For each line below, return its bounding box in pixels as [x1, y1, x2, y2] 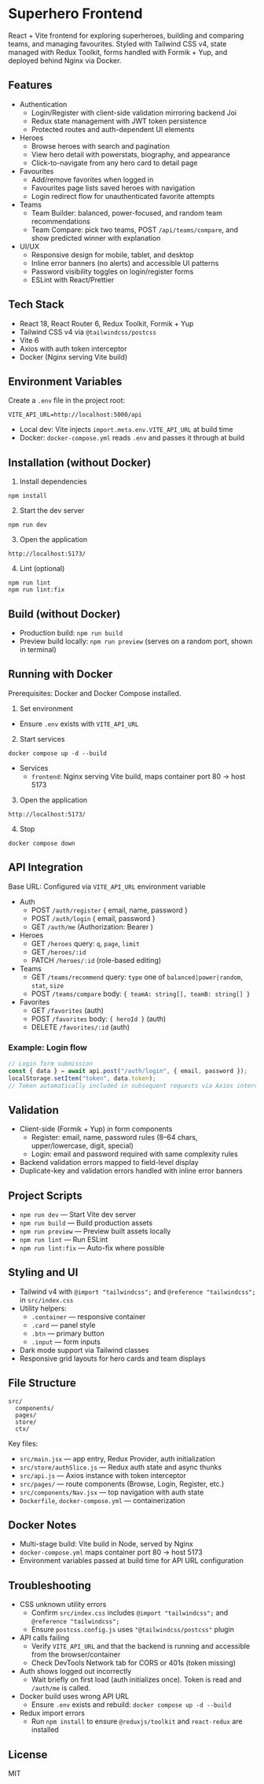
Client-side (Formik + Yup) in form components [19, 1124, 173, 1133]
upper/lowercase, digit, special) [31, 1141, 134, 1151]
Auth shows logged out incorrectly [19, 1667, 132, 1676]
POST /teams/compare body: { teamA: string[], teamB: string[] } [31, 989, 251, 998]
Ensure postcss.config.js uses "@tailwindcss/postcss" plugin [31, 1625, 234, 1635]
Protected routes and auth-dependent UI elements [31, 124, 195, 134]
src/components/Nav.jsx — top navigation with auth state [19, 1487, 204, 1497]
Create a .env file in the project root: [8, 396, 126, 405]
